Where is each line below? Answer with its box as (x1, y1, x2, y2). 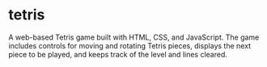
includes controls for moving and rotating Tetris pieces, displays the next (8, 40, 252, 50)
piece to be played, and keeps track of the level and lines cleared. (8, 49, 228, 59)
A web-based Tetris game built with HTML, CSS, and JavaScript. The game (8, 32, 260, 42)
